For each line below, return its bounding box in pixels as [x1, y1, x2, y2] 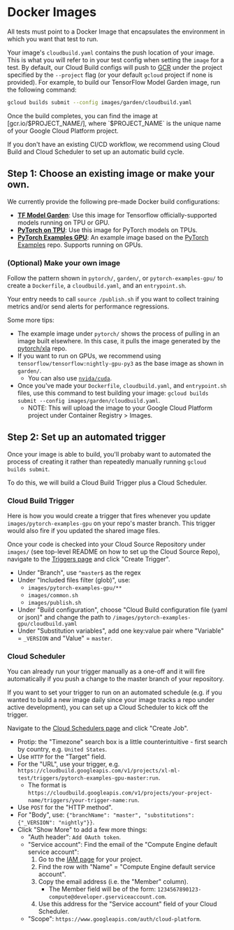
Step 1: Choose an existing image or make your [7, 168, 215, 180]
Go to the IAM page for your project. [38, 855, 143, 864]
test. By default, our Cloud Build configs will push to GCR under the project [7, 63, 223, 71]
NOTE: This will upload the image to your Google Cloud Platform [27, 403, 213, 412]
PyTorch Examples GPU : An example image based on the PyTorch [17, 233, 209, 241]
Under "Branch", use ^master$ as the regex [17, 568, 141, 577]
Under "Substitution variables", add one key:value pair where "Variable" [17, 627, 224, 635]
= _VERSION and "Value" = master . [17, 634, 113, 643]
